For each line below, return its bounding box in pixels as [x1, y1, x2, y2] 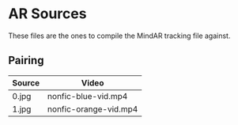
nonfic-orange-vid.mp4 [47, 104, 138, 115]
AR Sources [8, 5, 87, 23]
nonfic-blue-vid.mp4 [47, 90, 128, 101]
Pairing [8, 54, 44, 67]
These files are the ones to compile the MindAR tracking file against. [8, 31, 231, 40]
